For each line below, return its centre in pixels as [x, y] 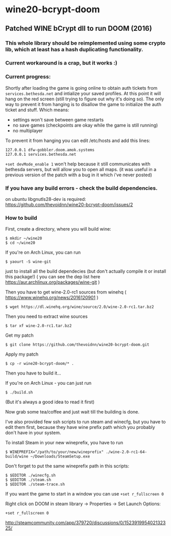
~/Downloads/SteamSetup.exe [60, 457]
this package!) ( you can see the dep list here [53, 277]
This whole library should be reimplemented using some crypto [86, 43]
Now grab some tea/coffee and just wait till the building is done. [72, 412]
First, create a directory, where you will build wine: [58, 229]
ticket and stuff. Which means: [37, 110]
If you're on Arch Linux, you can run [43, 253]
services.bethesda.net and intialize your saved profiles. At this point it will [83, 93]
